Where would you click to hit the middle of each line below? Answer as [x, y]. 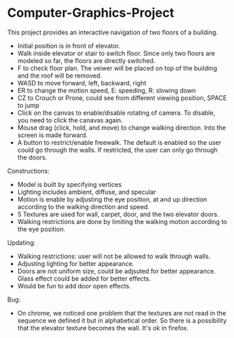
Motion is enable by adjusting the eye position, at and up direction [112, 199]
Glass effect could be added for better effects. [84, 279]
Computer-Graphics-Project [91, 13]
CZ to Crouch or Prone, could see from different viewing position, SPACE [122, 98]
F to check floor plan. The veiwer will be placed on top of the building [117, 68]
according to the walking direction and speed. [83, 206]
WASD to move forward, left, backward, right [82, 83]
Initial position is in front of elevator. [69, 45]
